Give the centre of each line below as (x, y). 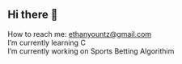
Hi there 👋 (33, 15)
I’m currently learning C (47, 42)
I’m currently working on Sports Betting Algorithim (91, 51)
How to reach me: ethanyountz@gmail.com (80, 34)
